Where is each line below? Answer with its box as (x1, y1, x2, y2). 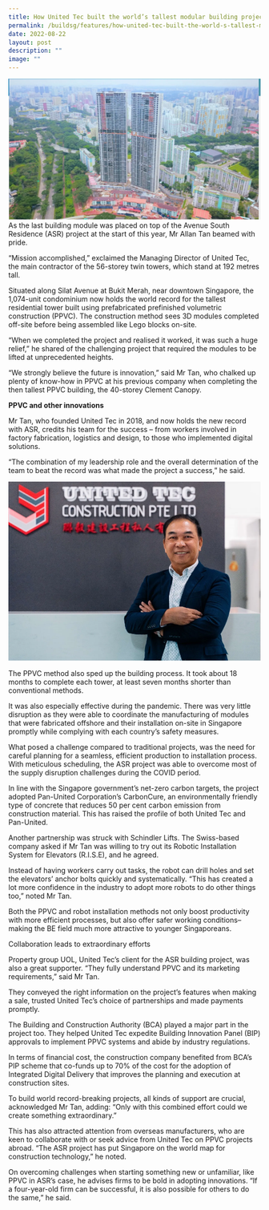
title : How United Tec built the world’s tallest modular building (8, 13, 239, 21)
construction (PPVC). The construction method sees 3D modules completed (8, 311, 259, 321)
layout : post (8, 38, 52, 47)
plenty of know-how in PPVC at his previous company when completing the (8, 377, 258, 386)
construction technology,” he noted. (8, 1151, 126, 1162)
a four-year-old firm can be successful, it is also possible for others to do (8, 1184, 250, 1194)
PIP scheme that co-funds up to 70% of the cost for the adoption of (8, 1061, 231, 1070)
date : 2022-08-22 (8, 30, 66, 38)
